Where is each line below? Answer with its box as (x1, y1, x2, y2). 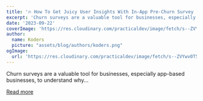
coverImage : (6, 25, 36, 32)
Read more (6, 88, 34, 95)
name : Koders (11, 37, 45, 43)
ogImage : (6, 48, 28, 54)
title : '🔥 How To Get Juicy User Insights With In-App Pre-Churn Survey (6, 8, 194, 15)
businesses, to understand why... (6, 76, 89, 84)
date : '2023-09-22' (6, 20, 56, 26)
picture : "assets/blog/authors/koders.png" (11, 43, 123, 49)
